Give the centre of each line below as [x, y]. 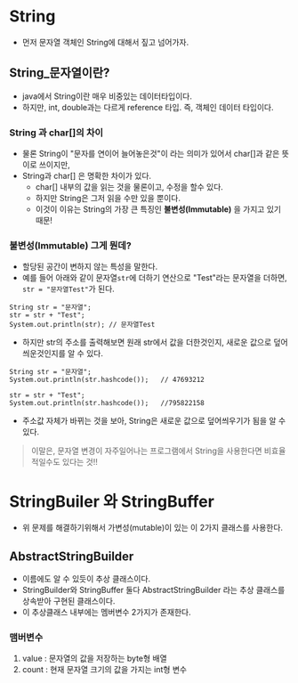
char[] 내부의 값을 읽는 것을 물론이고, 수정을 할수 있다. [129, 187]
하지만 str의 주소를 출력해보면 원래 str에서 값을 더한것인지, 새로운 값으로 [147, 342]
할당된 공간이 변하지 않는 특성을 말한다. [90, 267]
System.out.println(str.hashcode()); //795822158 [107, 403]
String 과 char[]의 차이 [56, 133]
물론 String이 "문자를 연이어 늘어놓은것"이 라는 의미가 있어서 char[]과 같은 [151, 154]
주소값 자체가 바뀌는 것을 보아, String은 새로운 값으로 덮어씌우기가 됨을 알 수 [154, 421]
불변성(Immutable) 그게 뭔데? [70, 245]
